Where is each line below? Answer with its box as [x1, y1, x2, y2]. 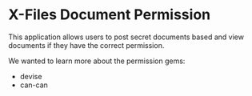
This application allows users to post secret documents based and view [8, 32, 244, 42]
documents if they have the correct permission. [8, 40, 165, 50]
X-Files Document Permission [8, 6, 210, 24]
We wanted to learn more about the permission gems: [8, 56, 186, 66]
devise [19, 71, 42, 81]
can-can [19, 80, 48, 90]
